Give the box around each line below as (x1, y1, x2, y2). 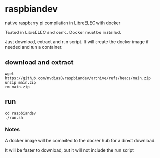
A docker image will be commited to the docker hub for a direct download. (5, 137, 156, 143)
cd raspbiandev (5, 111, 36, 116)
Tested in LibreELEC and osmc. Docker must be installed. (5, 29, 122, 35)
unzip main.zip (5, 80, 36, 85)
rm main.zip (5, 84, 30, 89)
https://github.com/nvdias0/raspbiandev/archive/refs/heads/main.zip (5, 75, 151, 81)
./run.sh (5, 115, 23, 120)
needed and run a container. (5, 44, 63, 50)
